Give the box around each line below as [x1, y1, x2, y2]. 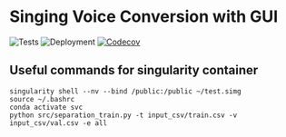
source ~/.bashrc [9, 94, 75, 103]
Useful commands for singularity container [9, 63, 259, 78]
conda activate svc [9, 103, 84, 112]
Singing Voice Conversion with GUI [9, 6, 279, 27]
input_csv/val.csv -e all [9, 118, 107, 128]
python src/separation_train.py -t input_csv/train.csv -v [9, 111, 238, 120]
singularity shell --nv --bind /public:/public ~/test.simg [9, 86, 242, 96]
